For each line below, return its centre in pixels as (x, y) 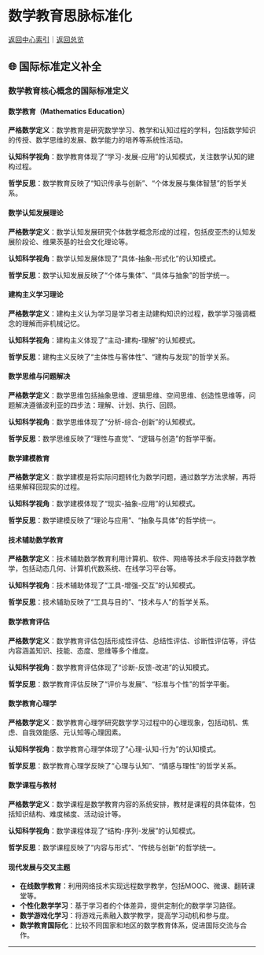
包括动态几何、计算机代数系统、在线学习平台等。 (101, 568)
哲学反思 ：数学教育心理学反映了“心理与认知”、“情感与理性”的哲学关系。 (125, 765)
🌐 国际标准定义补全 (55, 67)
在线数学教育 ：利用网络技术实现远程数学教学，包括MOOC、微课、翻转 (134, 886)
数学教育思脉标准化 (70, 16)
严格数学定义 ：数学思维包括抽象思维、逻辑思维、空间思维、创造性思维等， (128, 395)
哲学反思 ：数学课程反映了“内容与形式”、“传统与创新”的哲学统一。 (114, 848)
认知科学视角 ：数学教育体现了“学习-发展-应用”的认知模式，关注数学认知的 (128, 157)
